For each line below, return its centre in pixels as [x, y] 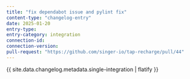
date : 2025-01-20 [28, 23]
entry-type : [21, 29]
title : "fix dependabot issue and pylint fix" [67, 12]
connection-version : [33, 47]
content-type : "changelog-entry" [49, 18]
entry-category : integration [43, 35]
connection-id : [26, 40]
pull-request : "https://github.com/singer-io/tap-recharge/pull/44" [95, 52]
